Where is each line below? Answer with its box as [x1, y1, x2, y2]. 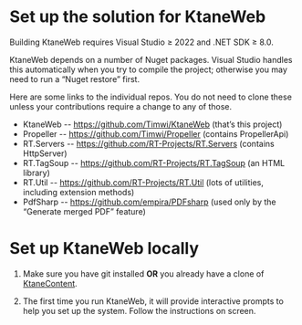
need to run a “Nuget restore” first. [9, 73, 140, 84]
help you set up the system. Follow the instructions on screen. [22, 305, 256, 316]
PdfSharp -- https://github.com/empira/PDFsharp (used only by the [22, 196, 276, 207]
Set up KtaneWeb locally [9, 238, 199, 259]
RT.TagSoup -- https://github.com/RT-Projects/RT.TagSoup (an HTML [22, 157, 286, 168]
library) [22, 167, 50, 178]
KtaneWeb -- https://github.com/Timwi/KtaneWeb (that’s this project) [22, 119, 283, 130]
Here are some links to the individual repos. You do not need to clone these [9, 91, 292, 102]
